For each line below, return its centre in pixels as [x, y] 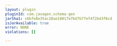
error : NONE [17, 28]
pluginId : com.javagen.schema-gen [40, 14]
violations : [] [20, 32]
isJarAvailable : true [27, 23]
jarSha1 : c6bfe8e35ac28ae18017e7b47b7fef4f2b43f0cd [58, 18]
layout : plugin [20, 9]
